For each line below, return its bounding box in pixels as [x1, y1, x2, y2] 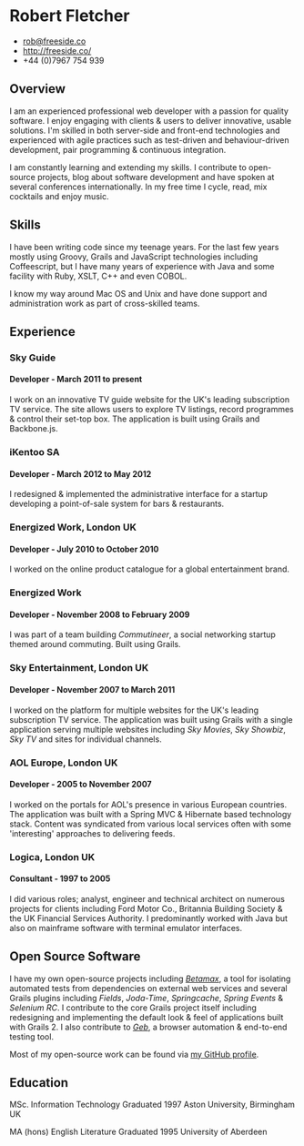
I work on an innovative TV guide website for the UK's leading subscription [9, 394, 289, 405]
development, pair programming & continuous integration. [9, 144, 227, 155]
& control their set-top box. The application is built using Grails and [9, 413, 260, 424]
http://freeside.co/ [22, 45, 92, 56]
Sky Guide [9, 351, 56, 364]
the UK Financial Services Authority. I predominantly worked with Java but [9, 912, 289, 924]
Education [9, 1075, 69, 1090]
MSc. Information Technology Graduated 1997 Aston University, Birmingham [9, 1099, 296, 1111]
